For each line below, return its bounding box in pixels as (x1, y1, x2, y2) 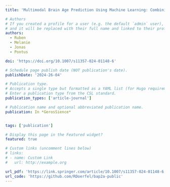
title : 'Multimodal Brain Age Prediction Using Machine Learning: (5, 7, 148, 13)
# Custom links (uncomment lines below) (5, 146, 92, 151)
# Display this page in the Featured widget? (5, 132, 103, 137)
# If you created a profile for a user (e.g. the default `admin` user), (5, 21, 164, 26)
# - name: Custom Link (5, 155, 53, 160)
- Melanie (10, 40, 30, 45)
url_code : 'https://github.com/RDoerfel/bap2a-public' (5, 174, 123, 179)
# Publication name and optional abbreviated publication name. (5, 105, 144, 110)
